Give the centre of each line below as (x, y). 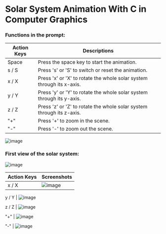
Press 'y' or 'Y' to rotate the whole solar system (93, 92)
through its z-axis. (59, 113)
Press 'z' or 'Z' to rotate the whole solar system (93, 107)
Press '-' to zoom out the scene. (76, 129)
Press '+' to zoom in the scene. (74, 121)
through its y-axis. (59, 99)
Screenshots (57, 177)
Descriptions (98, 51)
